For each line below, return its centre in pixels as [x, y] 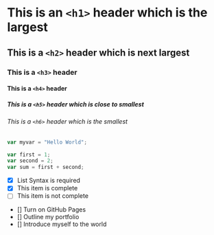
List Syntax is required [49, 181]
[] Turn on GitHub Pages [51, 210]
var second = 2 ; [30, 161]
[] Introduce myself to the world [62, 224]
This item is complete [47, 188]
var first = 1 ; [29, 155]
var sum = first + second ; [46, 167]
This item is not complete [53, 196]
